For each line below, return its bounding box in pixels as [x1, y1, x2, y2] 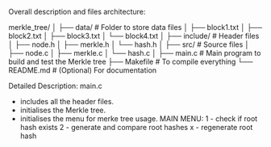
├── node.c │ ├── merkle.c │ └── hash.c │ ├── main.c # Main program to [8, 48, 261, 57]
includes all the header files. [19, 97, 115, 106]
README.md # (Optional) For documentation [8, 65, 157, 75]
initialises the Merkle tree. [19, 105, 106, 115]
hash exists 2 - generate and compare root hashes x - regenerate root [19, 123, 253, 132]
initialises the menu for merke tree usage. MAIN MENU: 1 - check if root [19, 114, 258, 124]
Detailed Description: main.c [8, 81, 102, 90]
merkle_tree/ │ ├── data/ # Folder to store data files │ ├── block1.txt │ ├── [8, 23, 263, 31]
